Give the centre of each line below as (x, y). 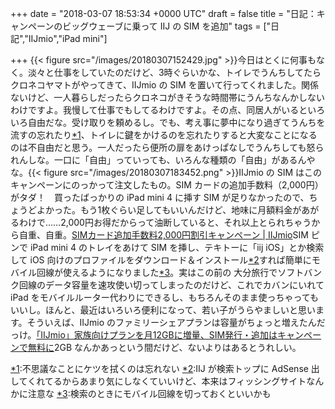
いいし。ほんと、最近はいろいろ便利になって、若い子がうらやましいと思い (163, 310)
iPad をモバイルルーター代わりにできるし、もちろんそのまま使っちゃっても (165, 297)
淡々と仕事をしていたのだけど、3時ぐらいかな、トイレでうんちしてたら (174, 72)
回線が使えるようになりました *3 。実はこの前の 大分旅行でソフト (170, 272)
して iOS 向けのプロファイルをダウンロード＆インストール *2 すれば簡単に (161, 260)
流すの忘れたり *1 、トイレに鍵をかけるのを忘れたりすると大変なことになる (164, 135)
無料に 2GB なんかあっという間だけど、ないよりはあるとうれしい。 (164, 347)
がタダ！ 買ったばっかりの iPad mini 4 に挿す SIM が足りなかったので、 (160, 197)
